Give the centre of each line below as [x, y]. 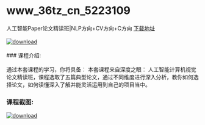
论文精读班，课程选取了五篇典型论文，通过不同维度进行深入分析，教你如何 [100, 77]
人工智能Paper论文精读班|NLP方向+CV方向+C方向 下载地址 [81, 28]
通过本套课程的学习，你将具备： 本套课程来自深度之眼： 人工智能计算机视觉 [101, 69]
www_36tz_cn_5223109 [69, 11]
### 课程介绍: [24, 55]
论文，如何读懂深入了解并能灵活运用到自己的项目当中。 [81, 84]
